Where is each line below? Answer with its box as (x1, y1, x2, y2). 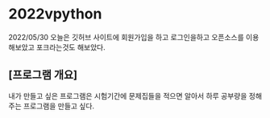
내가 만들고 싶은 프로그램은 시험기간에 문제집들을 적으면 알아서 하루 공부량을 (8, 91, 247, 100)
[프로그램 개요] (8, 68, 78, 82)
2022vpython (8, 5, 102, 23)
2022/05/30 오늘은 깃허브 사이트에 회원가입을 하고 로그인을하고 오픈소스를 (8, 32, 244, 42)
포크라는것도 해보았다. (35, 42, 106, 52)
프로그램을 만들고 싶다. (23, 101, 95, 111)
